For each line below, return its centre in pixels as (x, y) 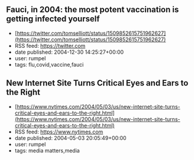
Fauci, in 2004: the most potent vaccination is (93, 10)
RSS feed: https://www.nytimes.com (59, 132)
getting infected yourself (53, 19)
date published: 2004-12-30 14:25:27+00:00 (69, 52)
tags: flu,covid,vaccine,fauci (49, 64)
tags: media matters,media (47, 151)
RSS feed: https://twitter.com (50, 45)
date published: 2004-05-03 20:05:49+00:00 (70, 138)
